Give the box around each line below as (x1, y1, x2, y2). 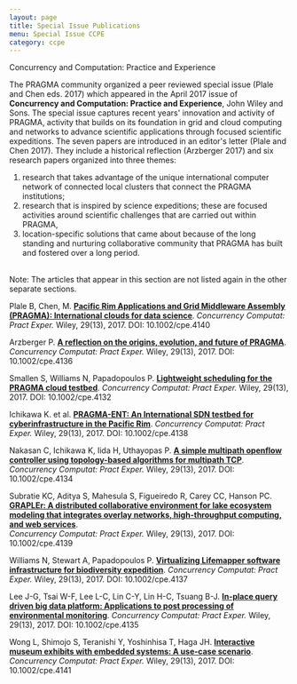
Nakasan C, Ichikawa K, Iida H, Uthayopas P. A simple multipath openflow (9, 445, 282, 456)
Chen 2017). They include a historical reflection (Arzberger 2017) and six (9, 146, 274, 156)
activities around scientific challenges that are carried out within (21, 210, 257, 220)
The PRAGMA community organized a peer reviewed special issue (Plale (9, 79, 274, 90)
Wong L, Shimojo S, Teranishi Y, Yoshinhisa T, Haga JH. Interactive (9, 637, 255, 648)
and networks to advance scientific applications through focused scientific (9, 126, 282, 138)
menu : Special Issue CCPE (9, 29, 105, 38)
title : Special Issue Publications (9, 21, 141, 30)
